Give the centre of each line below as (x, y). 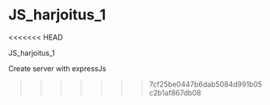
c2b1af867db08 (175, 92)
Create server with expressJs (57, 68)
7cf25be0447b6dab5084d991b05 (206, 84)
